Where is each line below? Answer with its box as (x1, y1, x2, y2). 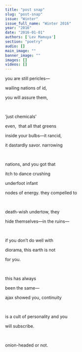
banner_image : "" (5, 53, 41, 58)
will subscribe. (5, 323, 34, 329)
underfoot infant (5, 180, 38, 186)
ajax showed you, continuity (5, 294, 62, 300)
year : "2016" (5, 26, 32, 30)
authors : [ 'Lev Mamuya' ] (5, 35, 56, 40)
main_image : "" (5, 48, 36, 53)
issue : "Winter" (5, 16, 38, 21)
